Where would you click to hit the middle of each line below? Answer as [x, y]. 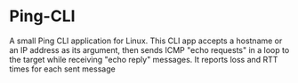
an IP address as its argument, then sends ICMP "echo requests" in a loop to [149, 49]
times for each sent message [62, 69]
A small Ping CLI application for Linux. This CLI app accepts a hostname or [146, 41]
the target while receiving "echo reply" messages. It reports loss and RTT [144, 59]
